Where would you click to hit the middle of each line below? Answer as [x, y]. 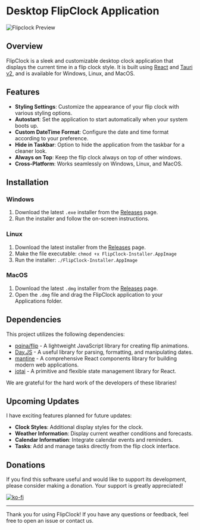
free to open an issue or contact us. [50, 521]
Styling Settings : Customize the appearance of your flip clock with [97, 106]
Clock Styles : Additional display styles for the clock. [79, 427]
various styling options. [43, 113]
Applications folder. [39, 301]
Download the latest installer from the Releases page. [80, 247]
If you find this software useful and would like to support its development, [96, 479]
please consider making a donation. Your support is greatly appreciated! [95, 486]
